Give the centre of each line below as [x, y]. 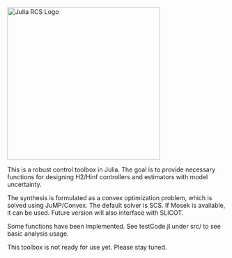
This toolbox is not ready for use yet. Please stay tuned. [87, 247]
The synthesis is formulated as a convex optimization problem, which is [110, 198]
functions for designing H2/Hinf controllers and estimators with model [108, 177]
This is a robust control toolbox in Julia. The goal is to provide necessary [111, 169]
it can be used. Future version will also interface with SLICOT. [95, 213]
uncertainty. [24, 184]
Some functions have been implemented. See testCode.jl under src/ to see [114, 226]
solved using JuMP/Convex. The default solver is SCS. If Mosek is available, [116, 205]
